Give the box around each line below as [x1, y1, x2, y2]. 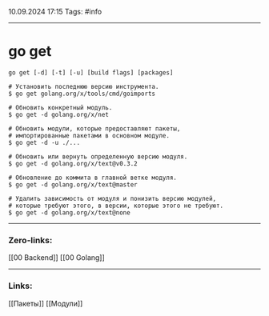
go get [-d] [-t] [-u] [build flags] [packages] [8, 68, 174, 77]
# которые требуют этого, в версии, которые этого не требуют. [8, 202, 224, 210]
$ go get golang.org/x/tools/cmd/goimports [8, 90, 156, 98]
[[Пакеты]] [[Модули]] [8, 298, 83, 308]
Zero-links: [8, 234, 53, 246]
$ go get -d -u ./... [8, 138, 81, 146]
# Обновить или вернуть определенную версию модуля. [8, 152, 188, 161]
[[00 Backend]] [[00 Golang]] [8, 253, 106, 262]
